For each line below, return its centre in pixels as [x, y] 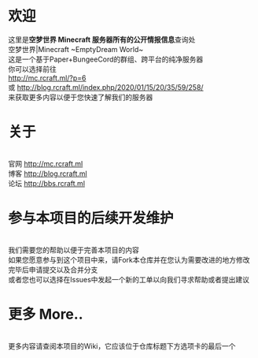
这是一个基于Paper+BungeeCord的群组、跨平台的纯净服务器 [106, 59]
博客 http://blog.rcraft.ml [48, 173]
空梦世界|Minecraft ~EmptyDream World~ [76, 49]
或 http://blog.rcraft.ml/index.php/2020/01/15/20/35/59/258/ [106, 87]
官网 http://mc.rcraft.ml [46, 163]
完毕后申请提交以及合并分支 [53, 270]
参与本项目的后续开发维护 [91, 218]
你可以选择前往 [32, 69]
